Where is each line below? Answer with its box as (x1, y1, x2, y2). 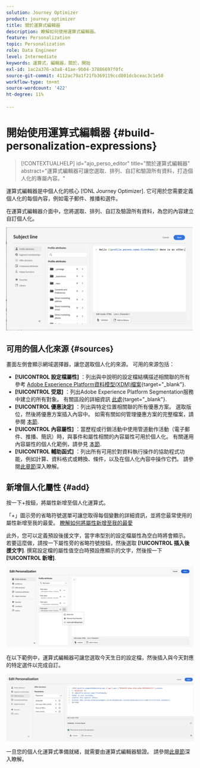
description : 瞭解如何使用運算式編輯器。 (6, 29, 99, 35)
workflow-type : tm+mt (6, 79, 60, 85)
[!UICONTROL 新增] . (6, 554, 57, 561)
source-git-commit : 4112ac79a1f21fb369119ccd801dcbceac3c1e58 (6, 72, 164, 79)
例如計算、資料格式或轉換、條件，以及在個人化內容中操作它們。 (25, 456, 182, 463)
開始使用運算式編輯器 (6, 126, 111, 140)
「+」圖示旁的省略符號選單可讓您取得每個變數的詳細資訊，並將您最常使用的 (6, 512, 192, 519)
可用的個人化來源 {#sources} (6, 343, 114, 354)
